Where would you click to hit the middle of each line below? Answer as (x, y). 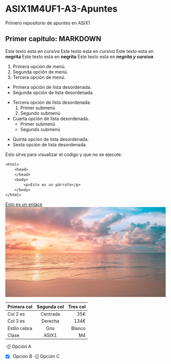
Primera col (20, 307)
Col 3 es (16, 321)
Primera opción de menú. (39, 66)
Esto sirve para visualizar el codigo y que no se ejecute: (64, 154)
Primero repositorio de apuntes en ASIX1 (48, 23)
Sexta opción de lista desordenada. (50, 144)
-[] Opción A (18, 347)
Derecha (50, 321)
